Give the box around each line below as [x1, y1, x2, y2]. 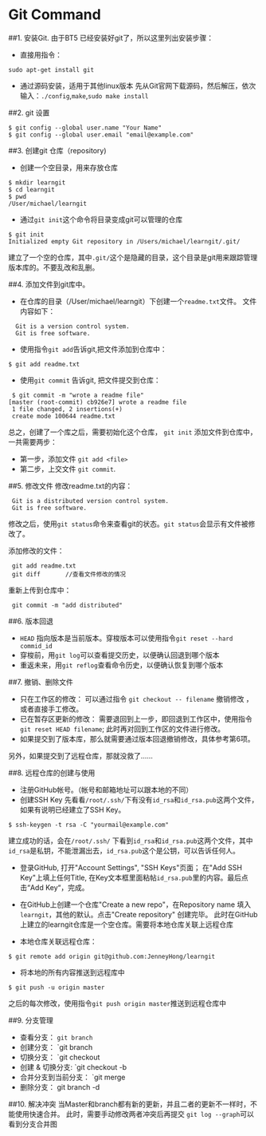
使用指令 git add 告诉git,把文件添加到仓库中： [19, 344, 167, 354]
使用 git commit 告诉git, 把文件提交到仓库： [19, 375, 161, 385]
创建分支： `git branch [19, 1042, 93, 1051]
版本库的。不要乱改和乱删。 [8, 262, 100, 272]
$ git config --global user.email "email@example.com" [8, 130, 194, 139]
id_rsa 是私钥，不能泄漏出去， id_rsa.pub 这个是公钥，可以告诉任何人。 [8, 845, 241, 855]
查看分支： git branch [19, 1032, 93, 1042]
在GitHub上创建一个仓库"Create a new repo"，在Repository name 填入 [19, 900, 252, 909]
